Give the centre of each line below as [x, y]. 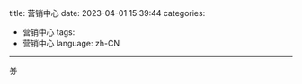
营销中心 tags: [49, 32]
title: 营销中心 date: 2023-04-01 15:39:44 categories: [107, 13]
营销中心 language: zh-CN [71, 43]
